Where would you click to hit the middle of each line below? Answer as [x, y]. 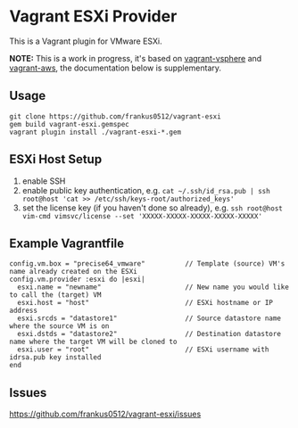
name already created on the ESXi [74, 272]
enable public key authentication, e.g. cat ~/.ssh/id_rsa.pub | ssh [146, 190]
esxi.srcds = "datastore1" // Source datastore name [149, 318]
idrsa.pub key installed [55, 358]
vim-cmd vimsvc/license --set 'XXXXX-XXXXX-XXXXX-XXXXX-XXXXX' [142, 216]
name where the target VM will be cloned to [93, 342]
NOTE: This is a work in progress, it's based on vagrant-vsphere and [136, 58]
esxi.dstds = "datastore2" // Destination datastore [149, 334]
